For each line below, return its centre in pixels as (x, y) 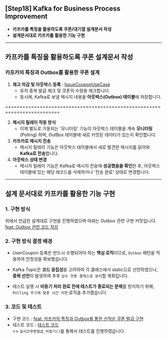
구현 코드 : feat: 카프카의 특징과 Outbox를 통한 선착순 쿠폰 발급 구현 (78, 319)
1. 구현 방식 (18, 209)
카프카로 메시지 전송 (32, 141)
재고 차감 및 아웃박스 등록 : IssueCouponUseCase (61, 84)
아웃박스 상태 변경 (30, 160)
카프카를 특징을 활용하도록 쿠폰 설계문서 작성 (69, 57)
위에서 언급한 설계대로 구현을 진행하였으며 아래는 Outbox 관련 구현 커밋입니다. (81, 221)
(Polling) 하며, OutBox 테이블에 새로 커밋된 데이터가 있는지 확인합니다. (88, 135)
